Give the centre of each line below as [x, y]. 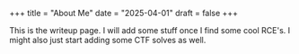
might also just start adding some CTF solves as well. [108, 40]
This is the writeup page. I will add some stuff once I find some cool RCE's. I [150, 30]
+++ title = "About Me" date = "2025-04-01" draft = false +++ [124, 13]
